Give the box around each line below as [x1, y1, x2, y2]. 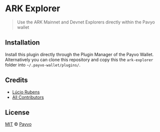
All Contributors [12, 94, 44, 100]
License [5, 108, 30, 116]
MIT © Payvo [5, 121, 32, 127]
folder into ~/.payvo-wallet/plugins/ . [5, 62, 80, 67]
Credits [5, 76, 28, 85]
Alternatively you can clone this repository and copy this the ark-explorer [5, 57, 154, 63]
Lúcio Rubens [12, 89, 40, 95]
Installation [5, 39, 40, 47]
